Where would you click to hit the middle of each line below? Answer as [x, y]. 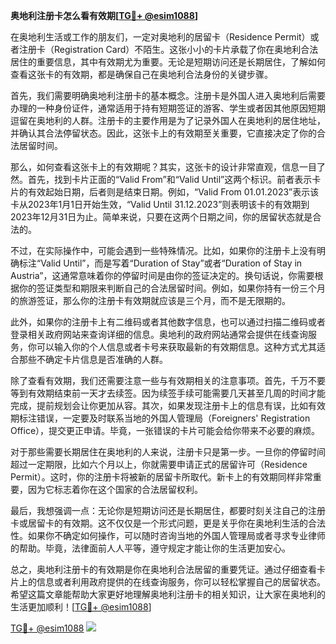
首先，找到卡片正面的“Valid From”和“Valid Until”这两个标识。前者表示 [170, 179]
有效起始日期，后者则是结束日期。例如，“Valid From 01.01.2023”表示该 [173, 192]
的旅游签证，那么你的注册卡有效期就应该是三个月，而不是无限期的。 [150, 300]
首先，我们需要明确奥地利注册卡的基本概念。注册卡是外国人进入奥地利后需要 [168, 95]
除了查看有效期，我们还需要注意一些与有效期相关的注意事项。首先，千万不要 [168, 380]
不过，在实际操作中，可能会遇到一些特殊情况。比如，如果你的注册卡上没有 [163, 250]
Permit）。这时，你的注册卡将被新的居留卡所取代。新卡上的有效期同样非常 [161, 477]
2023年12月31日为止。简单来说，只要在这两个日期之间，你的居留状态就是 [161, 217]
